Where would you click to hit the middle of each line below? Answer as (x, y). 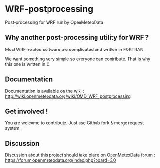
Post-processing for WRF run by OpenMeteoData (54, 22)
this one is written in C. (28, 64)
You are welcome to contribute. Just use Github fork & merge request (74, 123)
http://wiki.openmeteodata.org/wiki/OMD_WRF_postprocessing (68, 96)
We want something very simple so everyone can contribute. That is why (78, 59)
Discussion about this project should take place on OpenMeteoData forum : (80, 155)
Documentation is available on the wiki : (45, 91)
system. (13, 128)
